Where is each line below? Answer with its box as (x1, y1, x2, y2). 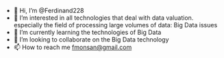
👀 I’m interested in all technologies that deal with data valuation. (13, 14, 194, 22)
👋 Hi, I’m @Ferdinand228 (13, 7, 84, 14)
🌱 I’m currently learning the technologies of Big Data (13, 28, 162, 36)
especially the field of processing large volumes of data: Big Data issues (13, 21, 218, 29)
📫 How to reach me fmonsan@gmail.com (13, 43, 132, 51)
